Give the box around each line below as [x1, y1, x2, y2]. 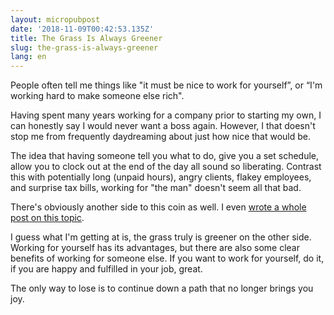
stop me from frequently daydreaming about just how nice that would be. [10, 131, 312, 143]
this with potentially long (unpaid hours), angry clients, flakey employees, [10, 171, 312, 183]
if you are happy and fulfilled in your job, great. [10, 263, 203, 275]
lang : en [10, 52, 47, 62]
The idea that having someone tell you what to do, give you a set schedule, [10, 150, 320, 162]
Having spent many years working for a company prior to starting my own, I [10, 109, 322, 121]
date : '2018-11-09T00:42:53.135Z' [10, 24, 155, 34]
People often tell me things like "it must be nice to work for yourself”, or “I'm [10, 79, 323, 91]
